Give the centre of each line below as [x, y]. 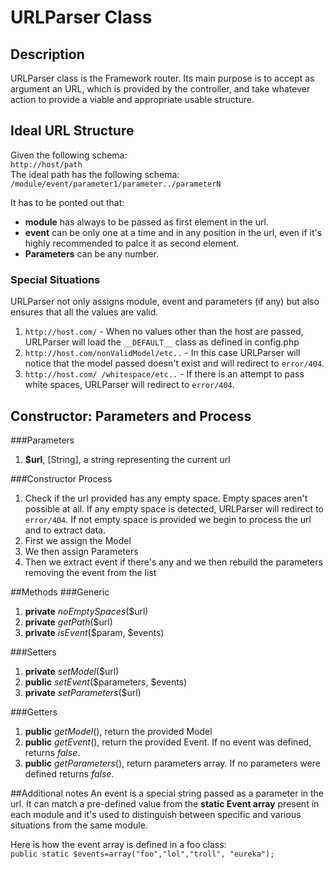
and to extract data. [65, 530]
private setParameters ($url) [83, 692]
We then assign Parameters [81, 551]
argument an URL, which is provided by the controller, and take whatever [160, 89]
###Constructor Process [61, 478]
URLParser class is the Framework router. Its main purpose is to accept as [162, 78]
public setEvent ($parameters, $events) [106, 682]
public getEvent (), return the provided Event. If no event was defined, [168, 742]
